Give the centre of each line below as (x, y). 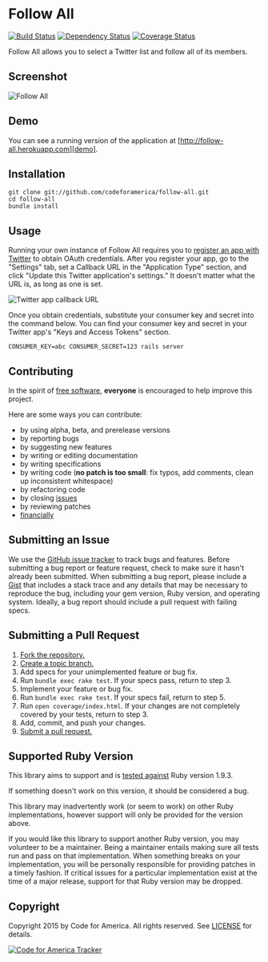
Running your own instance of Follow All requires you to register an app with (134, 250)
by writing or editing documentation (79, 455)
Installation (37, 174)
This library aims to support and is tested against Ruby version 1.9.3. (121, 776)
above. (20, 824)
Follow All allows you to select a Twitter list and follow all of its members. (128, 51)
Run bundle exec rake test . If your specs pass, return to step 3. (126, 680)
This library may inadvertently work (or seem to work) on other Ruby (121, 806)
